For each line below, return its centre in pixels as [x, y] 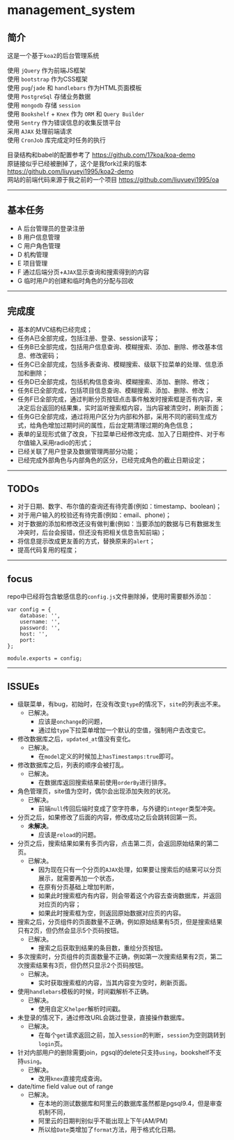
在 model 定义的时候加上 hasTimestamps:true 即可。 [108, 756]
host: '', [34, 634]
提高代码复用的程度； [48, 550]
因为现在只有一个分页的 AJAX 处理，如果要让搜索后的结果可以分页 [130, 870]
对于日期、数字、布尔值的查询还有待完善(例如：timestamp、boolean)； [119, 507]
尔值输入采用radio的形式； [55, 442]
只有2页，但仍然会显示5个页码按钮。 [70, 931]
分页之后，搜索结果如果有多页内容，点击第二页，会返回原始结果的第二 [118, 844]
